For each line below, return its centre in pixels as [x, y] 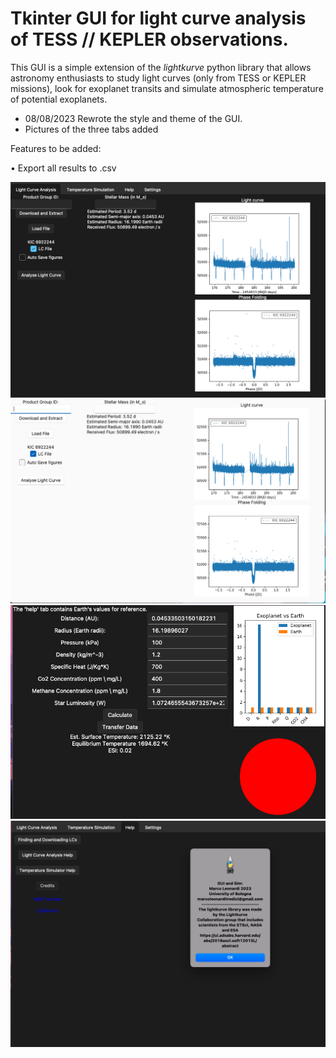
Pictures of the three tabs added [91, 129]
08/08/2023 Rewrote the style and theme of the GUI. [133, 118]
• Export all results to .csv [63, 168]
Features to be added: [56, 148]
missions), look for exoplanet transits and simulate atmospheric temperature [167, 88]
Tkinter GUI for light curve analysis [158, 18]
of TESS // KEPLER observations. [149, 39]
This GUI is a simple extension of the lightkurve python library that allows [161, 67]
